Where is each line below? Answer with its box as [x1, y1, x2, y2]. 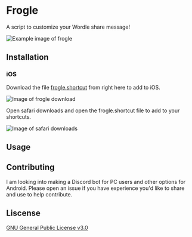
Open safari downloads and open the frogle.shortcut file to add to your [6, 107, 180, 114]
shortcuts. [6, 113, 32, 120]
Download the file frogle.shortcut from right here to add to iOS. [6, 84, 161, 91]
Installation [6, 52, 49, 63]
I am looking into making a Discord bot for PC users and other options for [6, 178, 186, 185]
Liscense [6, 208, 41, 218]
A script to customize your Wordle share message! [6, 23, 130, 30]
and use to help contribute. [6, 190, 73, 198]
